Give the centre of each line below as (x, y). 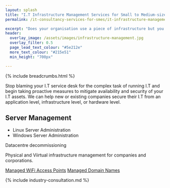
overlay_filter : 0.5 (31, 43)
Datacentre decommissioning (36, 145)
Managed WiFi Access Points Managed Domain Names (63, 170)
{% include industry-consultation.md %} (47, 180)
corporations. (19, 161)
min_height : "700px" (31, 57)
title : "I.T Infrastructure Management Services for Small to (72, 15)
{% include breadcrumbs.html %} (40, 76)
